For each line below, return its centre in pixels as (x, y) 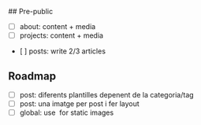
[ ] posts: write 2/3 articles (63, 51)
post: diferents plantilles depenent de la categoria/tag (107, 94)
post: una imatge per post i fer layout (79, 104)
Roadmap (32, 76)
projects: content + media (61, 35)
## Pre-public (31, 11)
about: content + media (58, 26)
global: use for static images (67, 112)
